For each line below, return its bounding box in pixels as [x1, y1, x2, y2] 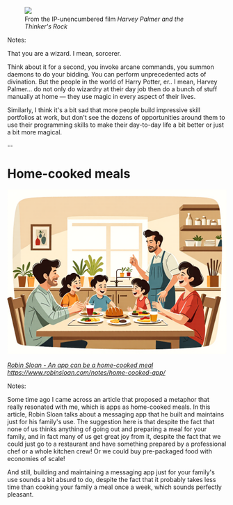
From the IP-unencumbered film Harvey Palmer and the [24, 15, 184, 23]
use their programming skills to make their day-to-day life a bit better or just [7, 121, 224, 129]
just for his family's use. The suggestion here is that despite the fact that [7, 417, 215, 426]
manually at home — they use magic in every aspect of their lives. [7, 93, 196, 100]
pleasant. [7, 490, 34, 498]
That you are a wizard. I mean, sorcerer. [7, 49, 122, 57]
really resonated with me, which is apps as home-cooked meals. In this [7, 403, 211, 411]
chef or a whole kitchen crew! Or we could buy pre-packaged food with [7, 446, 212, 456]
